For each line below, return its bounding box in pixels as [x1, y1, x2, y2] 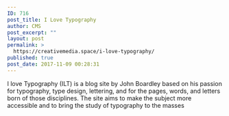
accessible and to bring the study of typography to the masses [7, 101, 185, 109]
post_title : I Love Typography [7, 16, 97, 23]
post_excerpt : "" [7, 29, 57, 36]
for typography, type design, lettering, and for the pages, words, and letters [7, 87, 221, 95]
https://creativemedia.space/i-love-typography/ [13, 48, 155, 55]
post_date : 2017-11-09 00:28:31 [7, 61, 99, 68]
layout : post [7, 35, 45, 42]
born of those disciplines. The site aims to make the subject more [7, 93, 192, 102]
